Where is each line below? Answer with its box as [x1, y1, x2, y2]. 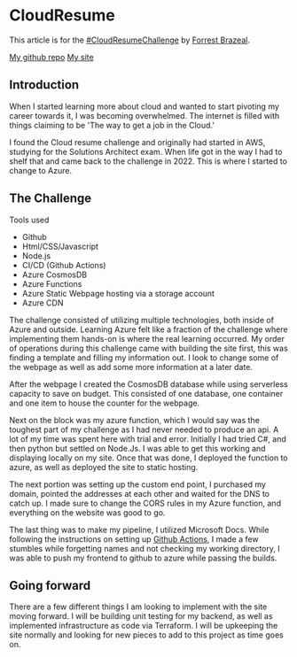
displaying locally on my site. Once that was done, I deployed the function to [9, 452, 288, 463]
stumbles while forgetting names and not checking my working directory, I [9, 543, 281, 553]
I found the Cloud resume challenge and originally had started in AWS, [9, 136, 266, 147]
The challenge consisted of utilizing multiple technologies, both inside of [9, 314, 275, 325]
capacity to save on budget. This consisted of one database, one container [9, 388, 284, 398]
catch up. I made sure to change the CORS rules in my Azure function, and [9, 498, 282, 508]
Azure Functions [21, 278, 82, 289]
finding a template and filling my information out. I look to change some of [9, 352, 279, 363]
